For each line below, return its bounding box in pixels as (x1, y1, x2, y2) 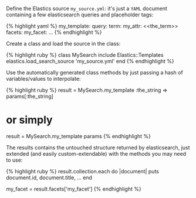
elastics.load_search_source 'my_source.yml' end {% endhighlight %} (6, 58, 174, 64)
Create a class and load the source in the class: (6, 40, 121, 47)
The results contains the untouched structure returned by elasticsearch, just (6, 144, 190, 151)
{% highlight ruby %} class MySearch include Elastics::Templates (6, 52, 164, 58)
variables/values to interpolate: (6, 76, 81, 82)
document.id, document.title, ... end (6, 174, 93, 181)
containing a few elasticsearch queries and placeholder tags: (6, 11, 154, 18)
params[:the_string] (6, 93, 54, 100)
